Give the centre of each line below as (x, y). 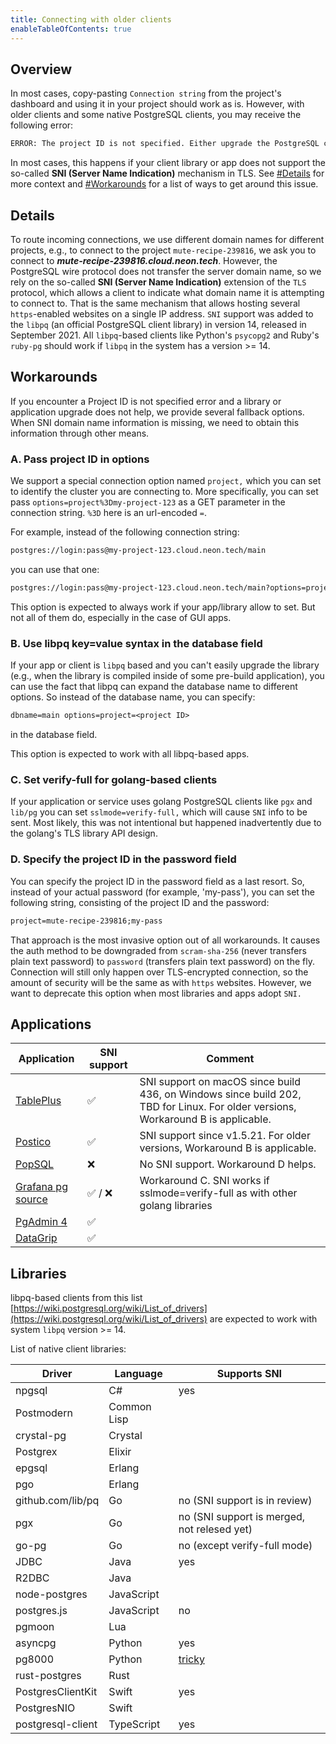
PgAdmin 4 (41, 1222)
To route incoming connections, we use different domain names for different (167, 239)
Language (138, 1374)
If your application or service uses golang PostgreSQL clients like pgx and (161, 802)
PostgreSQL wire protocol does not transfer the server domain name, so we (166, 271)
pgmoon (35, 1627)
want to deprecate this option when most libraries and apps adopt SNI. (156, 993)
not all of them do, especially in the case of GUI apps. (121, 617)
